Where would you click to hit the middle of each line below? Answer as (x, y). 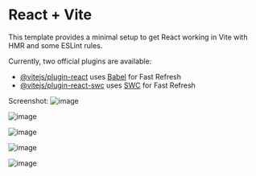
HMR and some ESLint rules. (56, 45)
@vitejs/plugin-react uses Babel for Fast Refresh (101, 76)
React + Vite (50, 15)
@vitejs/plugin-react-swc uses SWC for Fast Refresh (107, 85)
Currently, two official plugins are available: (80, 61)
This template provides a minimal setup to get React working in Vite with (128, 37)
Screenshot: (29, 100)
